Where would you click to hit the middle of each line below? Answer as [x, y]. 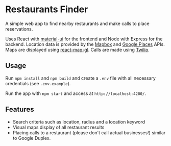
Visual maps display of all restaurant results [58, 127]
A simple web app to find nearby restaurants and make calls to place [77, 23]
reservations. [19, 29]
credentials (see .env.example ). [38, 83]
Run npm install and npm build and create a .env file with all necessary [80, 78]
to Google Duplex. [32, 138]
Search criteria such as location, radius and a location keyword [79, 121]
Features [20, 110]
